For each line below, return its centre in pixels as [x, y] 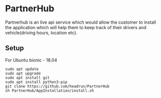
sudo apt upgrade [23, 73]
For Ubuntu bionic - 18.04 [31, 60]
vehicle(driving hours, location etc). [41, 33]
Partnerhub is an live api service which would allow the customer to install [80, 22]
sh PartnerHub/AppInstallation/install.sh [50, 91]
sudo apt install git [27, 78]
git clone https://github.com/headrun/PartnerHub [57, 86]
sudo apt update [22, 69]
